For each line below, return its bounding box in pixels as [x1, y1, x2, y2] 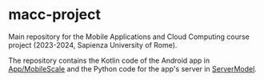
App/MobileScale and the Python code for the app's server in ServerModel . [8, 64, 258, 73]
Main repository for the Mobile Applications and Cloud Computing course [8, 32, 250, 41]
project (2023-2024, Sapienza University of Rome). [8, 40, 178, 49]
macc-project [8, 6, 102, 24]
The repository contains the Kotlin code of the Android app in [8, 56, 210, 65]
